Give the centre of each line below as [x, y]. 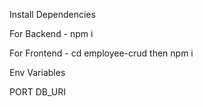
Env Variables [37, 72]
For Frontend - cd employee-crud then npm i [101, 53]
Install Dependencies [52, 14]
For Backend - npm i [51, 33]
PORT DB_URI [37, 92]
